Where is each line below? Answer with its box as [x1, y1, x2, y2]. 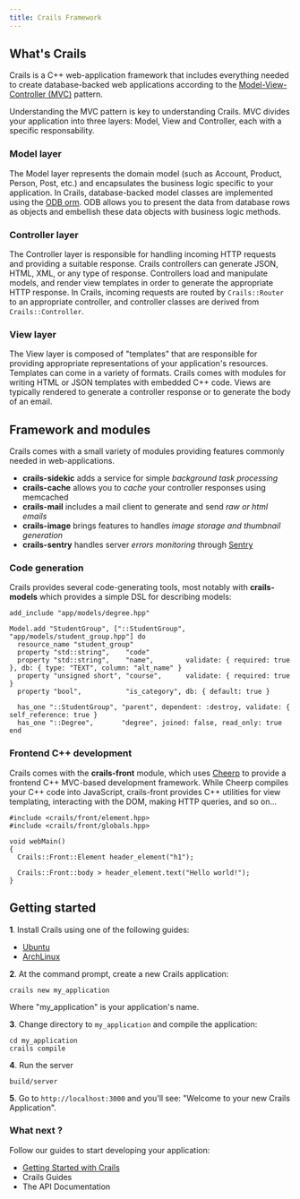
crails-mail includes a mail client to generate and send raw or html [21, 501, 269, 512]
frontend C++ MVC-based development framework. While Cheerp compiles [9, 776, 289, 788]
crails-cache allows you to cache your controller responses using [21, 483, 266, 493]
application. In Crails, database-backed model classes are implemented [9, 187, 273, 198]
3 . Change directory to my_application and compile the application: [9, 1018, 258, 1030]
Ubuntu [21, 941, 51, 952]
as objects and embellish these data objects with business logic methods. [9, 206, 281, 217]
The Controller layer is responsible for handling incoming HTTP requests [9, 249, 277, 260]
